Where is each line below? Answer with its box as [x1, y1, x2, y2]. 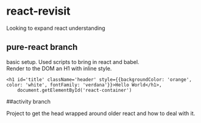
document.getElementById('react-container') [17, 87, 132, 93]
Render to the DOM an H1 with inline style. [6, 65, 112, 72]
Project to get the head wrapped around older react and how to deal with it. [6, 110, 196, 117]
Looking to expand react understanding [6, 24, 105, 32]
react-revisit [6, 4, 71, 18]
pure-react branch [6, 42, 78, 52]
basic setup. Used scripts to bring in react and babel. [6, 58, 139, 65]
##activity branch [6, 97, 51, 105]
